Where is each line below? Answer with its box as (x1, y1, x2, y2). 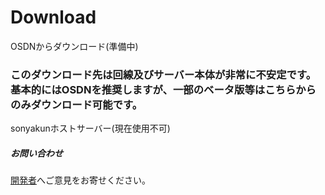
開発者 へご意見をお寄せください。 (10, 174, 151, 186)
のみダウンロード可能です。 (10, 97, 143, 111)
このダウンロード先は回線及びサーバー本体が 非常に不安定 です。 (10, 67, 317, 81)
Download (10, 6, 97, 29)
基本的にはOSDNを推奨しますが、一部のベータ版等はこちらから (10, 82, 317, 96)
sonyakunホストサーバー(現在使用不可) (10, 122, 171, 135)
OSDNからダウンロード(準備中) (10, 40, 139, 52)
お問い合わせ (10, 147, 63, 159)
